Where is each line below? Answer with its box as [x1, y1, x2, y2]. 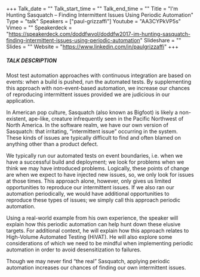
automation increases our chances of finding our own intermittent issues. [6, 264, 186, 271]
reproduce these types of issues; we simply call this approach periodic [6, 196, 181, 204]
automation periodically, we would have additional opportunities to [6, 190, 170, 197]
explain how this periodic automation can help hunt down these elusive [6, 220, 181, 227]
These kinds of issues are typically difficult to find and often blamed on [6, 134, 181, 141]
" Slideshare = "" [140, 37, 181, 44]
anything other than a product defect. [6, 140, 99, 147]
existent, [6, 115, 27, 122]
